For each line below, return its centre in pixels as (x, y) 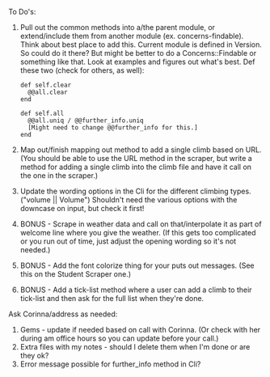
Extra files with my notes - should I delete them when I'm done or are (135, 347)
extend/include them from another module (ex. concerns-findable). (132, 36)
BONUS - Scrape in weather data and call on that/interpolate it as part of (141, 224)
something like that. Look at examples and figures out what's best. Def (137, 61)
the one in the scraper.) (59, 176)
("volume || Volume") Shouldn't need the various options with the (129, 200)
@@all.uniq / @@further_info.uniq (86, 121)
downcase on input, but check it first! (82, 208)
